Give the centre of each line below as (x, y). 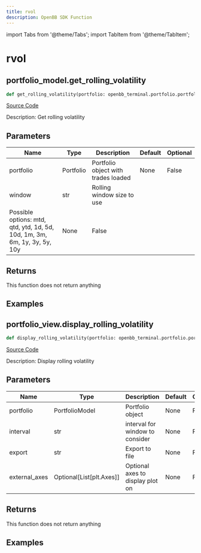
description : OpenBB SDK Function (49, 17)
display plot (142, 481)
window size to (113, 195)
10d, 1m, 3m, (28, 235)
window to (140, 431)
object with (107, 170)
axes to (135, 473)
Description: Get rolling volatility (45, 117)
